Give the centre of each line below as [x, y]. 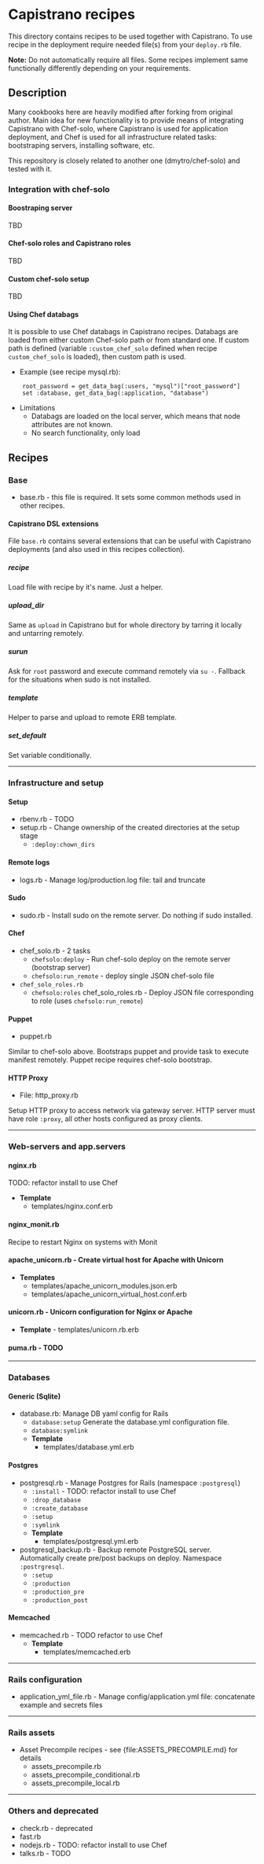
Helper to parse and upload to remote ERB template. [92, 718]
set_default [27, 735]
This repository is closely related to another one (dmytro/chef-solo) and [124, 160]
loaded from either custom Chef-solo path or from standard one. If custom [129, 340]
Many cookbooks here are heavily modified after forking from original [121, 112]
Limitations [37, 408]
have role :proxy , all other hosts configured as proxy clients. [105, 1119]
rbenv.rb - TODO [47, 819]
